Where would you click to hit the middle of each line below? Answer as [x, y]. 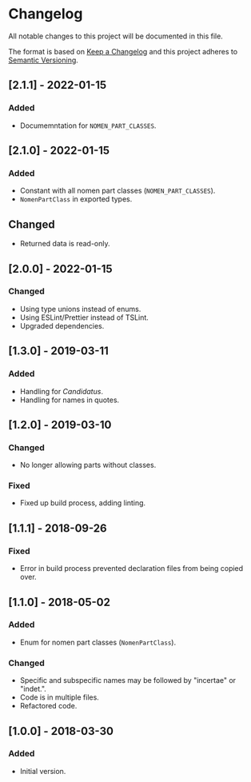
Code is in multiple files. [60, 697]
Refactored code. [48, 706]
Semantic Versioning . [43, 60]
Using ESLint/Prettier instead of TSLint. [84, 317]
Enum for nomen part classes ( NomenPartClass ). [98, 642]
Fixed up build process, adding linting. [83, 503]
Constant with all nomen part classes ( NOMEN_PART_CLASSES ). [118, 191]
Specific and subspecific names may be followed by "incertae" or [128, 680]
